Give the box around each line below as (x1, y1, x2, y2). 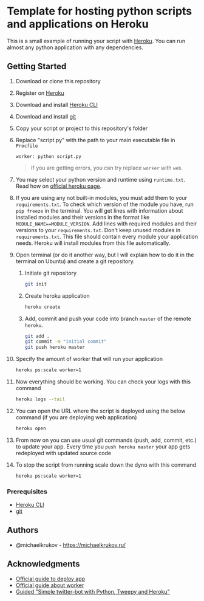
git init (24, 281, 47, 287)
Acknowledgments (7, 559, 81, 569)
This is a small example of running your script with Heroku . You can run (7, 37, 186, 44)
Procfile (15, 143, 38, 149)
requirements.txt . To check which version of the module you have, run (15, 201, 194, 208)
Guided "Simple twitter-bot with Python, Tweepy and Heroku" (15, 588, 170, 595)
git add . (24, 333, 50, 339)
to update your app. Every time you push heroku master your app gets (15, 442, 191, 450)
